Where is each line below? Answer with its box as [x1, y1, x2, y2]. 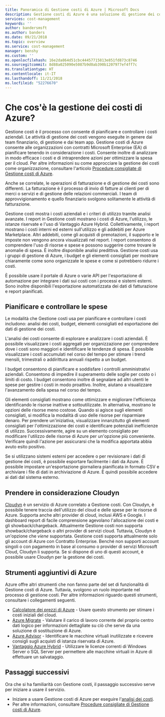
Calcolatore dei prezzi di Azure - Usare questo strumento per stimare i [12, 607, 155, 612]
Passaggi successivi [5, 668, 70, 677]
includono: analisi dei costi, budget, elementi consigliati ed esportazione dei [5, 321, 159, 327]
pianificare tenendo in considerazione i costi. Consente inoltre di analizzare [5, 149, 158, 155]
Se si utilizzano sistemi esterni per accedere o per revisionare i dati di [5, 453, 146, 459]
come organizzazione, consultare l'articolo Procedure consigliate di [5, 165, 141, 171]
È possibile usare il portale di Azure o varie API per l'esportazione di [5, 272, 142, 279]
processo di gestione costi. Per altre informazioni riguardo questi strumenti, [5, 592, 158, 598]
